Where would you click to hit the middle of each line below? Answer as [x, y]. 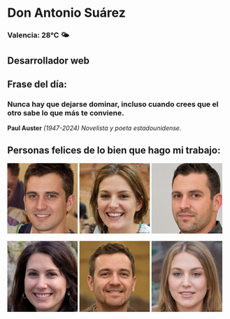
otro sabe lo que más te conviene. [66, 113]
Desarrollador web [48, 61]
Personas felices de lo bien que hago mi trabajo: [114, 150]
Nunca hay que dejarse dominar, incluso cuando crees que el [113, 104]
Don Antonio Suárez [66, 13]
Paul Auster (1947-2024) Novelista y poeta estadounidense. [94, 128]
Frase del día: [37, 84]
